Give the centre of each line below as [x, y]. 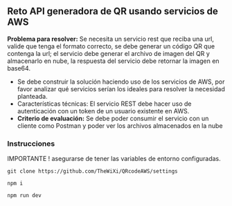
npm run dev [24, 196]
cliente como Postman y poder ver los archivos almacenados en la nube [120, 125]
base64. [19, 68]
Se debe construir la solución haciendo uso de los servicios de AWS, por [121, 82]
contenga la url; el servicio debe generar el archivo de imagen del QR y [108, 53]
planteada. [32, 96]
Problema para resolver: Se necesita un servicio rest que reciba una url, [111, 39]
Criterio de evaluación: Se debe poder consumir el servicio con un [113, 118]
